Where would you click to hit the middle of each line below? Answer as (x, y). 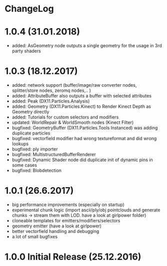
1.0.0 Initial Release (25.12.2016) (73, 257)
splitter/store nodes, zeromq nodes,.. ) (51, 90)
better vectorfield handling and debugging (55, 231)
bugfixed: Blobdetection (37, 171)
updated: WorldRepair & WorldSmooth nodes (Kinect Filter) (73, 122)
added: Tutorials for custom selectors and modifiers (65, 117)
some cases (24, 165)
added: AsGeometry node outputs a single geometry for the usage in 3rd (87, 46)
